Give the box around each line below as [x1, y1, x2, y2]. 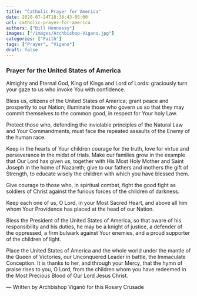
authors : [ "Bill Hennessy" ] [6, 25, 75, 31]
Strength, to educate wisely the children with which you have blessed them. [6, 170, 190, 177]
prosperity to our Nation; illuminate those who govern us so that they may [6, 104, 185, 111]
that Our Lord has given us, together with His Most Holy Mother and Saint [6, 158, 184, 165]
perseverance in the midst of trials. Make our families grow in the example [6, 151, 185, 159]
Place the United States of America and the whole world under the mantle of [6, 247, 191, 254]
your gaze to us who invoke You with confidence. [6, 86, 126, 93]
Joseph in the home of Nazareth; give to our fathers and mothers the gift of [6, 164, 189, 171]
